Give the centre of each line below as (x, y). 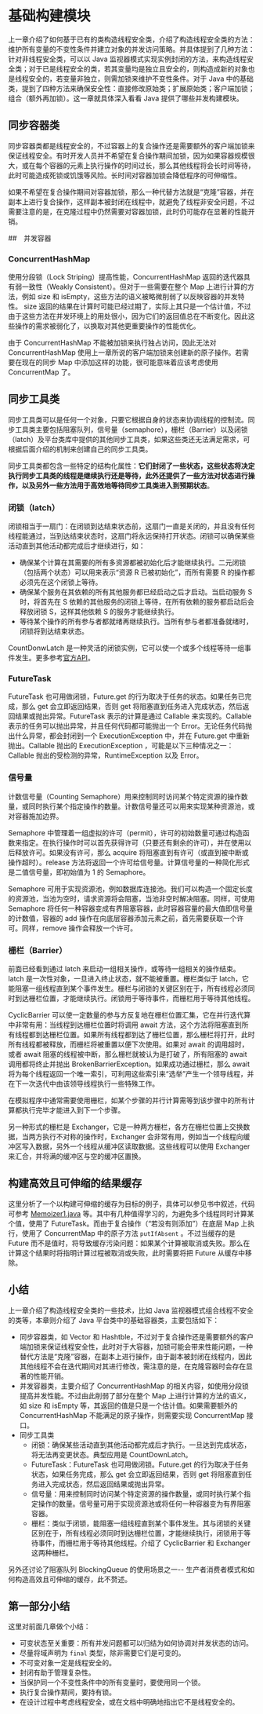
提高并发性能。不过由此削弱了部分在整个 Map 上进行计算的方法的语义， (135, 1395)
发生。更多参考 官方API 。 (55, 658)
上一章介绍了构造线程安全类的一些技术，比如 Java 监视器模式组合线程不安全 (131, 1310)
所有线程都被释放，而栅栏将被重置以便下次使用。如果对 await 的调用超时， (128, 1044)
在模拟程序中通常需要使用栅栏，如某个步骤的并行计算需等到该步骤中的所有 (128, 1101)
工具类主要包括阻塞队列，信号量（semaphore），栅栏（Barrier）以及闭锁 (131, 429)
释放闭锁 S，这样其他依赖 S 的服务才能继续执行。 (99, 612)
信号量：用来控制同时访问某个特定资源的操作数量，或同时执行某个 (137, 1493)
